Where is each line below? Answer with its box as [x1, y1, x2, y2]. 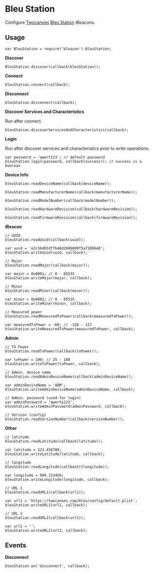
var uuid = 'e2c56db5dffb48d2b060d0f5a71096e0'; [5, 246, 105, 251]
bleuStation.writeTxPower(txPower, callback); [5, 361, 101, 366]
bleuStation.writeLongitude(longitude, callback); [5, 477, 109, 482]
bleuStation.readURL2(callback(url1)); [5, 515, 86, 520]
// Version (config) [5, 412, 47, 417]
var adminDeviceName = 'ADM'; [5, 383, 66, 388]
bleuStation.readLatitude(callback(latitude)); [5, 438, 103, 444]
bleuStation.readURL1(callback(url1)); [5, 489, 86, 495]
